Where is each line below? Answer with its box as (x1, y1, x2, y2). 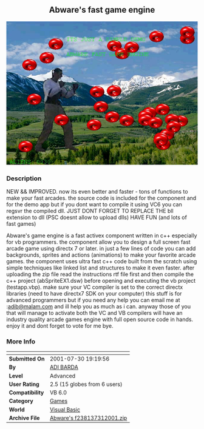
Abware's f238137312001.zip (49, 414, 127, 421)
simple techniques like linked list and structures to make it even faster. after (6, 264, 195, 272)
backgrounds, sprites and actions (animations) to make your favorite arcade (6, 251, 196, 258)
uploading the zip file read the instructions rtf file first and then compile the (6, 271, 194, 278)
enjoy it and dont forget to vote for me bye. (6, 322, 114, 329)
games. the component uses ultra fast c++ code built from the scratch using (6, 258, 197, 265)
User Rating (8, 380, 39, 388)
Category (8, 397, 33, 405)
